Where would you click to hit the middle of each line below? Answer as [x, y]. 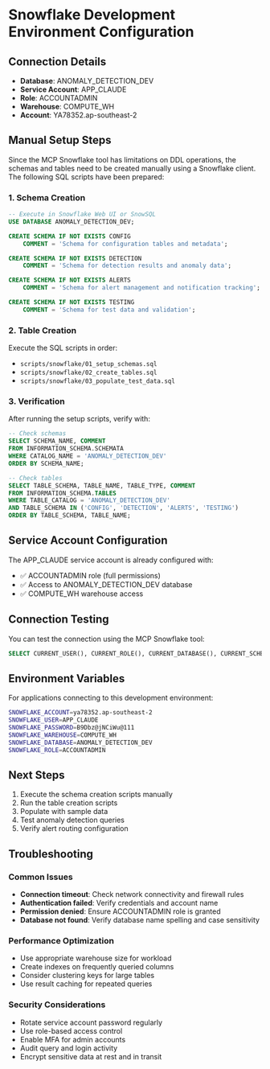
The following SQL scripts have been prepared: [86, 177]
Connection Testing [59, 620]
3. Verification [37, 401]
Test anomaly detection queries [72, 820]
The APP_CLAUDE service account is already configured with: [111, 560]
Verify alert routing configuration [74, 828]
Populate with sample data [64, 812]
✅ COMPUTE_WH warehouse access [82, 594]
